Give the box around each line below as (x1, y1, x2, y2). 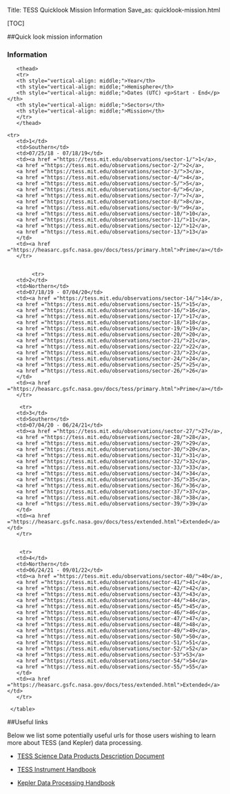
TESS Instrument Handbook (17, 766, 96, 774)
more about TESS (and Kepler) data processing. (7, 739, 143, 747)
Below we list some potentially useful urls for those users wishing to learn (7, 731, 216, 739)
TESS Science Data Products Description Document (17, 752, 165, 760)
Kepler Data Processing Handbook (17, 779, 116, 787)
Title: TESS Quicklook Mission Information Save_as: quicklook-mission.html (7, 6, 220, 14)
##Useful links (7, 718, 48, 726)
